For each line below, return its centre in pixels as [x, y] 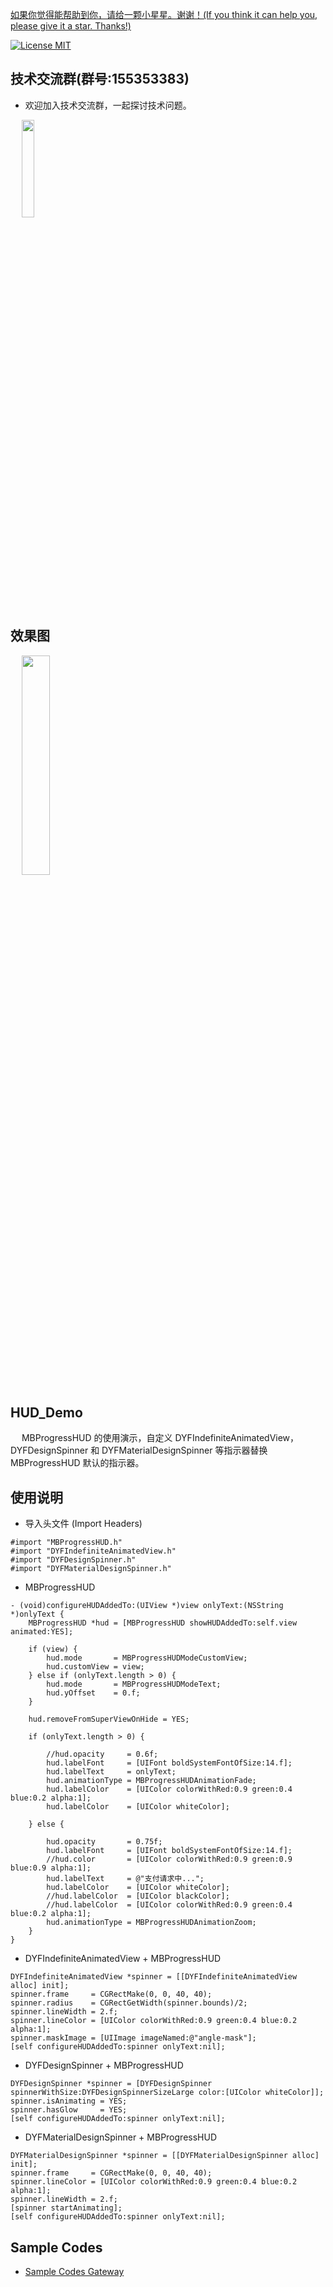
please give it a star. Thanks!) [71, 26]
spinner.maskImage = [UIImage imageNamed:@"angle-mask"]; [133, 2038]
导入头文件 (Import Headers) [83, 1524]
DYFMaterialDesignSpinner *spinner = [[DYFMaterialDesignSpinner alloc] [165, 2156]
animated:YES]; [42, 1632]
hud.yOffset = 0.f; [93, 1693]
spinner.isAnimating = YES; [69, 2101]
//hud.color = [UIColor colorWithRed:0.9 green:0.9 [169, 1859]
